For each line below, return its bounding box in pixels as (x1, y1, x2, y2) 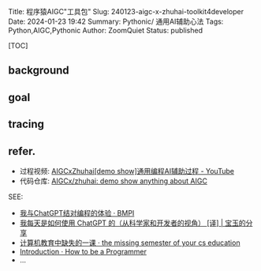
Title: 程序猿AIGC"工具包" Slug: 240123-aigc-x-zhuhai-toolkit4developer (8, 7, 244, 16)
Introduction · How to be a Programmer (19, 247, 147, 256)
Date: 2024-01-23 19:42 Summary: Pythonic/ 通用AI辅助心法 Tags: (8, 17, 224, 26)
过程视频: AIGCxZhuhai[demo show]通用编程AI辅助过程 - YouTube (19, 166, 235, 175)
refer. (8, 145, 36, 158)
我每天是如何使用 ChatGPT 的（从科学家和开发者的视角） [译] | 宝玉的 (19, 218, 246, 228)
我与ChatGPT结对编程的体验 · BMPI (19, 208, 135, 217)
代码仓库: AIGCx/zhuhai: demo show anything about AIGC (19, 176, 207, 186)
